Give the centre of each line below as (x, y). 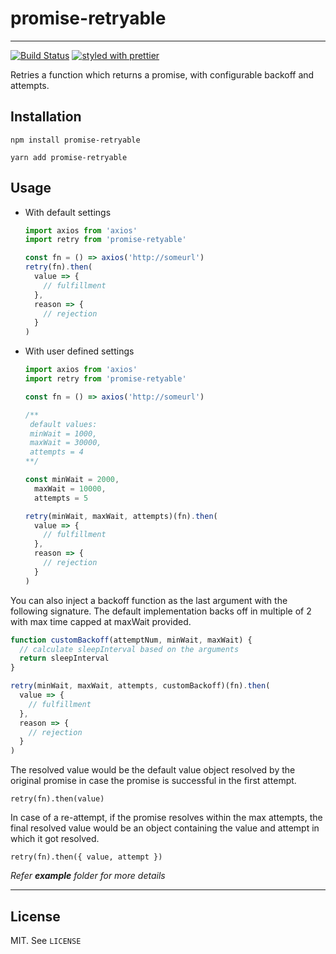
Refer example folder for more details (88, 876)
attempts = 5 (61, 498)
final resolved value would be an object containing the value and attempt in (165, 828)
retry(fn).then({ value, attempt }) (86, 857)
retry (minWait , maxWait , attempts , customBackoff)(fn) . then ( (140, 686)
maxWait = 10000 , (70, 488)
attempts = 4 (56, 452)
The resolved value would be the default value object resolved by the (153, 770)
